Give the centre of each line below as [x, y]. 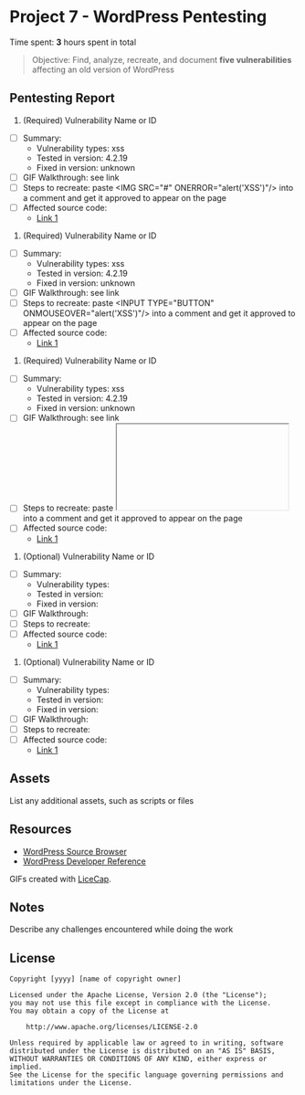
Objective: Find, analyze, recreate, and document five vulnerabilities [162, 59]
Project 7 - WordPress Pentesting [138, 17]
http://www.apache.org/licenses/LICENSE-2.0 [112, 1027]
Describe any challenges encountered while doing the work [121, 930]
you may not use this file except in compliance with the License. [141, 1003]
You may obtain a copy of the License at [89, 1011]
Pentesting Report [63, 98]
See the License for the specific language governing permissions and [147, 1075]
